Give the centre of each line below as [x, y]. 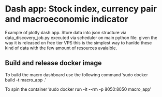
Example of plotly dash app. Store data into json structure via [66, 32]
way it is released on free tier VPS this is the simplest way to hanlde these [79, 42]
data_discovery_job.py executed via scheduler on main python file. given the [81, 38]
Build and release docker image [53, 63]
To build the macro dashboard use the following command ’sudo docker [77, 75]
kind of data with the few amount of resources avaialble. [61, 48]
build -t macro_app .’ [25, 80]
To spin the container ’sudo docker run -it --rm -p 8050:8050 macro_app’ [78, 89]
